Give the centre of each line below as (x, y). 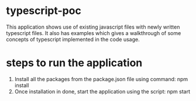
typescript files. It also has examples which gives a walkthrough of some (94, 33)
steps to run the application (74, 63)
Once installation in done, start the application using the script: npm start (102, 91)
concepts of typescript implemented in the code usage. (73, 39)
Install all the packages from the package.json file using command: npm (101, 79)
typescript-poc (44, 11)
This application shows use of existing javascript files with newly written (93, 27)
